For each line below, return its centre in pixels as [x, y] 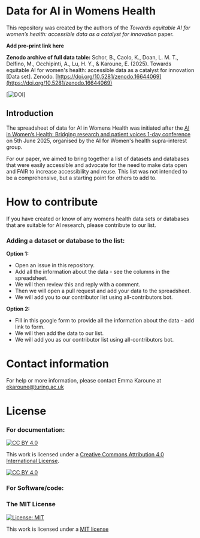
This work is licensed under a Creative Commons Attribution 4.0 [85, 455]
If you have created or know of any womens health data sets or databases [98, 219]
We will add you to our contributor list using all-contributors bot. [94, 297]
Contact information [57, 364]
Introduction [30, 113]
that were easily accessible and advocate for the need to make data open [97, 165]
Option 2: [18, 309]
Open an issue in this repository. [54, 265]
